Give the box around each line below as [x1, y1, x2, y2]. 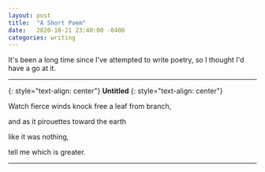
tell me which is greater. [8, 148, 86, 157]
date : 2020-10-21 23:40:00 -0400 [8, 26, 125, 34]
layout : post [8, 11, 51, 20]
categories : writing [8, 33, 77, 42]
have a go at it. [8, 64, 57, 73]
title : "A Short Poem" [8, 19, 87, 27]
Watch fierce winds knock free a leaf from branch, [8, 102, 172, 111]
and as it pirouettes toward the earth [8, 117, 127, 126]
